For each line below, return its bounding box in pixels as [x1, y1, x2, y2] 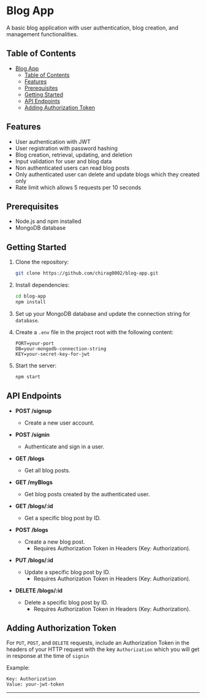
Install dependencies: [15, 281, 70, 289]
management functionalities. [6, 30, 78, 37]
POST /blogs [15, 526, 48, 533]
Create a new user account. [24, 419, 95, 426]
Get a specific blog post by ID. [24, 514, 101, 521]
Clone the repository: [15, 259, 69, 266]
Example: [6, 664, 30, 671]
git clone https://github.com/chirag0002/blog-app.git [15, 270, 159, 276]
